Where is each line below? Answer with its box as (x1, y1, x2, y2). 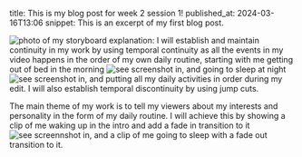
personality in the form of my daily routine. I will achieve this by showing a (9, 111, 286, 121)
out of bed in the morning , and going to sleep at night (9, 64, 287, 74)
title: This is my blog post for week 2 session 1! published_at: (9, 8, 236, 18)
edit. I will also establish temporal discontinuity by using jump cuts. (9, 83, 259, 93)
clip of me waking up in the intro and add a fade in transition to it (9, 120, 250, 131)
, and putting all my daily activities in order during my (84, 74, 283, 84)
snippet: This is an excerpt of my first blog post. (44, 17, 224, 28)
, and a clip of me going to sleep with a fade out (89, 130, 268, 140)
